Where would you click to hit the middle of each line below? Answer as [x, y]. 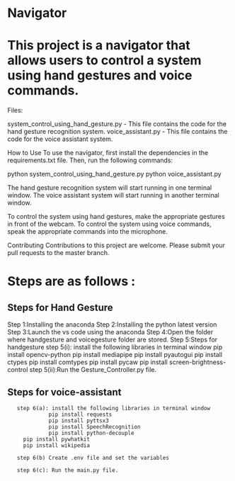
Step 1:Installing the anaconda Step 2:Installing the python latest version [112, 324]
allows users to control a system [104, 61]
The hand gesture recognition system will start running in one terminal [110, 188]
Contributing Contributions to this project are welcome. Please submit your [116, 245]
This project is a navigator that [99, 46]
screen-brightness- [197, 362]
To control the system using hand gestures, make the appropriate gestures [116, 217]
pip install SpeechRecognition [94, 426]
